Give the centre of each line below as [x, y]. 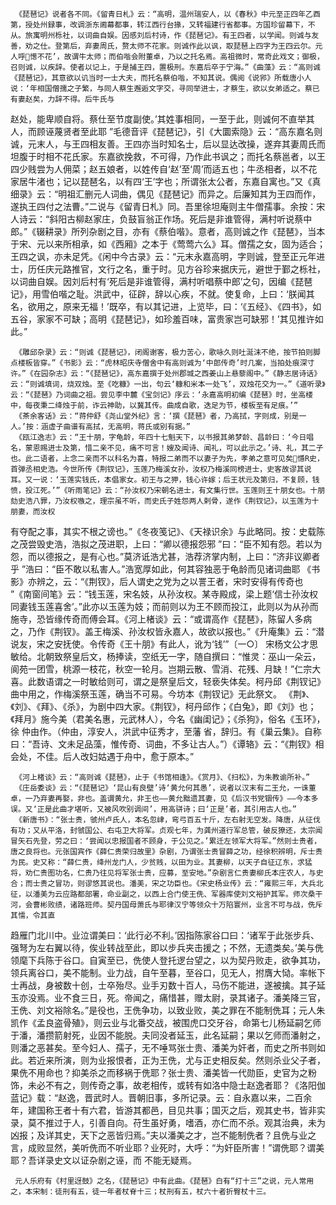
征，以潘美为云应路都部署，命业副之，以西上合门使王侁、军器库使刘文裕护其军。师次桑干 [166, 894]
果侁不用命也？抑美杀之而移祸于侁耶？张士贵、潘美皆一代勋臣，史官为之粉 [163, 1072]
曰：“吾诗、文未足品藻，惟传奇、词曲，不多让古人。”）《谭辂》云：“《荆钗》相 [167, 744]
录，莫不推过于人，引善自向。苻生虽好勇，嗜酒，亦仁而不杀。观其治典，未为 [168, 1122]
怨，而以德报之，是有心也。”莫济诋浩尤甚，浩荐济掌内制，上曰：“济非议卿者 [165, 556]
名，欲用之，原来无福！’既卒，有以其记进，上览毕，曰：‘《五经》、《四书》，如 [166, 306]
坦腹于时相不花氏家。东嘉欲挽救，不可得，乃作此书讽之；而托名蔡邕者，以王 [168, 156]
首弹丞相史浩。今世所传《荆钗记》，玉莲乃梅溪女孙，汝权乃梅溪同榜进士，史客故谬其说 [161, 469]
